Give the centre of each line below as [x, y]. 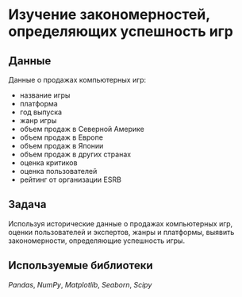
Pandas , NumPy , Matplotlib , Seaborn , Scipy [80, 284]
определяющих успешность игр [121, 31]
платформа [38, 104]
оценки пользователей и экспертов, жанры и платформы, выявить [121, 232]
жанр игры [38, 120]
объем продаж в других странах [75, 154]
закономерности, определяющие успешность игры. [96, 241]
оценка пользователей [58, 171]
